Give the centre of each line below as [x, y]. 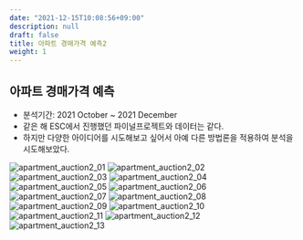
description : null [44, 26]
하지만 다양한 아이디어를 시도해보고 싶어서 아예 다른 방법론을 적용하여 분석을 [158, 137]
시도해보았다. [46, 149]
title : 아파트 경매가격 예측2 [58, 43]
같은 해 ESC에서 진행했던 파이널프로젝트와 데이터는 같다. [123, 126]
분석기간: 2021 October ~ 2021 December [100, 114]
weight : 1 [28, 52]
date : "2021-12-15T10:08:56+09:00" [77, 18]
